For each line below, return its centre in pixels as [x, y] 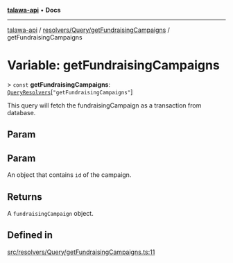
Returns [25, 197]
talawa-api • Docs [34, 10]
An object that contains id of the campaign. [69, 175]
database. [21, 112]
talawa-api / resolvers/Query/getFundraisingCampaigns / [88, 30]
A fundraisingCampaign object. [50, 213]
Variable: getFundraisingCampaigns [113, 66]
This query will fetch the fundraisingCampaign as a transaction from [104, 105]
